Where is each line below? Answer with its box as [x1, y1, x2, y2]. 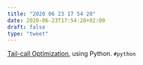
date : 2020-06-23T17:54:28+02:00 [7, 17, 106, 24]
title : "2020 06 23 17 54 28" [7, 10, 97, 18]
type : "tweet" [7, 30, 49, 37]
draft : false [7, 23, 46, 30]
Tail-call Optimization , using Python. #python [7, 49, 136, 58]
